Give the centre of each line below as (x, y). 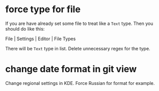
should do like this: (25, 28)
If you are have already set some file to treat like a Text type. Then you (79, 23)
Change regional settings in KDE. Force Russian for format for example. (80, 83)
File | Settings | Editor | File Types (41, 39)
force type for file (43, 9)
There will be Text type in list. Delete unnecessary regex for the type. (78, 48)
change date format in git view (71, 69)
